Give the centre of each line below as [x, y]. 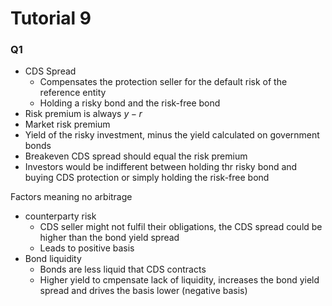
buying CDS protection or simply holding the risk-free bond [147, 178]
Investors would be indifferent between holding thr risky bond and [161, 167]
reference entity [73, 93]
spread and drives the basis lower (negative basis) [143, 291]
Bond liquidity [53, 259]
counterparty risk [60, 216]
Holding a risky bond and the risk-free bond [130, 103]
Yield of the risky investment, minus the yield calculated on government [172, 135]
